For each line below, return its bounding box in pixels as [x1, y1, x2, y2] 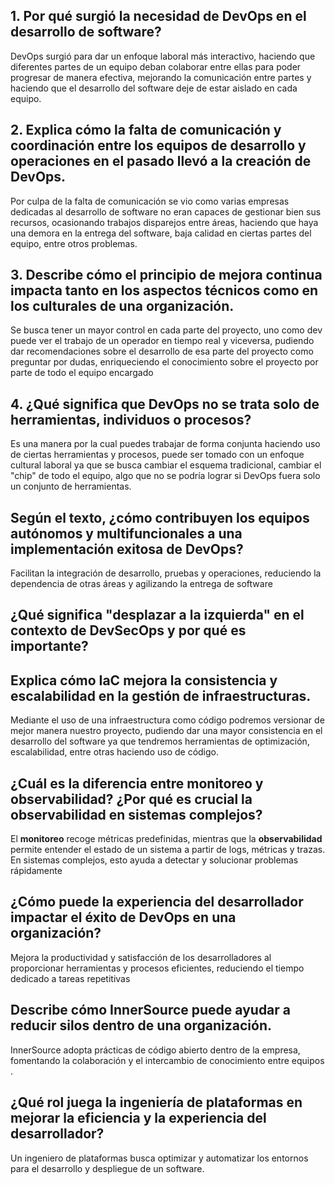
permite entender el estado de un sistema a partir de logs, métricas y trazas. [10, 844, 326, 856]
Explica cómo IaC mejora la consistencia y [10, 672, 278, 689]
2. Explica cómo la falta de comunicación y [10, 122, 282, 139]
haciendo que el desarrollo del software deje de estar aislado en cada [10, 82, 298, 94]
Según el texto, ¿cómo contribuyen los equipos [10, 509, 310, 526]
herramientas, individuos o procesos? [10, 411, 252, 428]
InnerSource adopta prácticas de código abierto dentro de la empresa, [10, 1044, 301, 1056]
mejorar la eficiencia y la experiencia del [10, 1110, 267, 1127]
